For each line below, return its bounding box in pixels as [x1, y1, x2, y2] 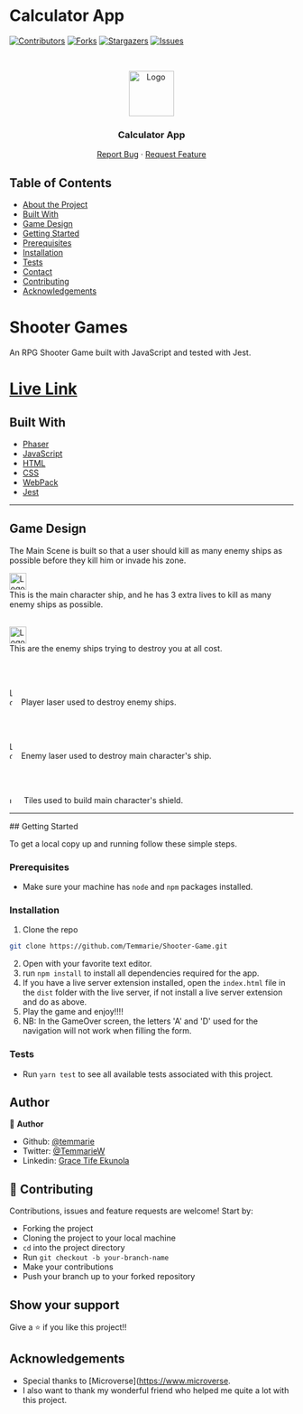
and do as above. [22, 997, 87, 1007]
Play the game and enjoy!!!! [22, 1007, 124, 1017]
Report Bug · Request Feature [96, 149, 207, 160]
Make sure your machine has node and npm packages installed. [22, 882, 253, 893]
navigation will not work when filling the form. [22, 1025, 192, 1036]
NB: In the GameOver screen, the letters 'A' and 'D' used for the [22, 1016, 259, 1026]
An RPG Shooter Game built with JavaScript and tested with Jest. [9, 347, 252, 358]
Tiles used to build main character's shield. [23, 794, 183, 805]
